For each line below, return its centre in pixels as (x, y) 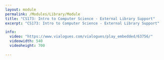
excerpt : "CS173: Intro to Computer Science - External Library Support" (82, 23)
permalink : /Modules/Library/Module (43, 14)
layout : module (21, 10)
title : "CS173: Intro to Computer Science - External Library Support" (80, 19)
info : (11, 32)
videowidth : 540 (26, 41)
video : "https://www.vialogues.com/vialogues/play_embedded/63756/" (81, 37)
